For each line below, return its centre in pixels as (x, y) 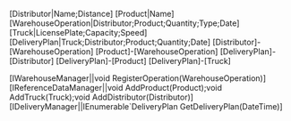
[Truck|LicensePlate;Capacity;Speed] (78, 32)
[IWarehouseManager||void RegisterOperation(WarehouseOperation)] (138, 78)
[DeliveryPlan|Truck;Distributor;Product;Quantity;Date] (110, 42)
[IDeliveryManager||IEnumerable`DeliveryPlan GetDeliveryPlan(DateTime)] (146, 106)
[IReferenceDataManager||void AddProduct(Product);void (116, 88)
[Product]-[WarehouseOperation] (157, 52)
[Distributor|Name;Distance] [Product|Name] (92, 14)
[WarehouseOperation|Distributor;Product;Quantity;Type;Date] (124, 23)
